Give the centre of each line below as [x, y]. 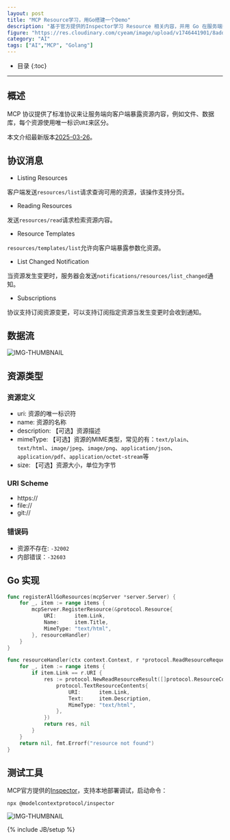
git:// [24, 513]
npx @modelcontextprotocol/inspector [61, 804]
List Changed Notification [53, 261]
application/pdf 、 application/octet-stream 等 [83, 457]
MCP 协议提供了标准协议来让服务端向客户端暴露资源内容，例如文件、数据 [111, 113]
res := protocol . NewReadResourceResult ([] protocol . [119, 680]
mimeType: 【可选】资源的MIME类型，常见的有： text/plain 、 [105, 440]
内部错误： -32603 [41, 556]
